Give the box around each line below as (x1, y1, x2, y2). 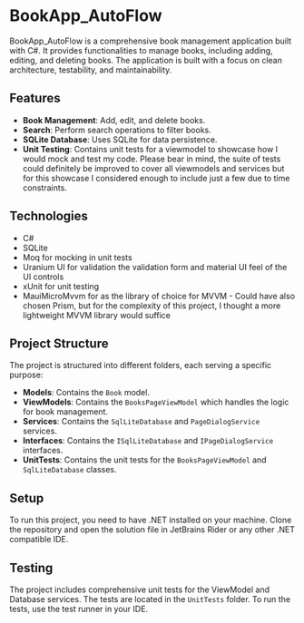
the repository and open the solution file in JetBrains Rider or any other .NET (9, 524, 296, 535)
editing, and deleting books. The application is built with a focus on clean (9, 54, 283, 65)
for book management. (22, 406, 109, 417)
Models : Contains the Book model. (22, 387, 150, 398)
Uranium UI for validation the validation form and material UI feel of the (22, 261, 288, 272)
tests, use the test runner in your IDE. (9, 604, 148, 614)
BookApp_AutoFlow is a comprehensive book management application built (9, 35, 292, 46)
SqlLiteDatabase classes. (22, 464, 117, 475)
